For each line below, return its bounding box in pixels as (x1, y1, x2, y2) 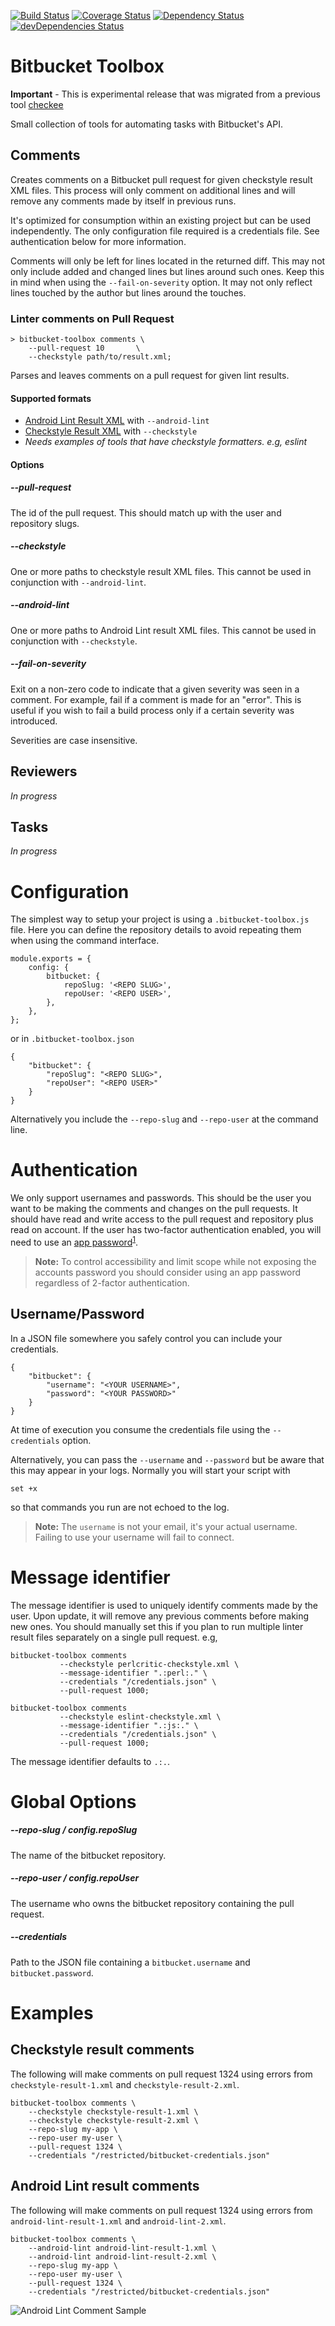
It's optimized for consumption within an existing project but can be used (10, 214, 312, 226)
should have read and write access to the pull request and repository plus (10, 1213, 314, 1225)
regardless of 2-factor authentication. (34, 1276, 190, 1289)
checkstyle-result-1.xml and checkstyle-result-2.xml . (10, 2078, 240, 2090)
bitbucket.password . (10, 1966, 94, 1979)
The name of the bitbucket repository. (10, 1849, 167, 1861)
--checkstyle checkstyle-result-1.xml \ (28, 2106, 199, 2117)
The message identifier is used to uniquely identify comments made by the (10, 1599, 318, 1611)
